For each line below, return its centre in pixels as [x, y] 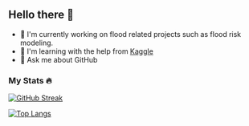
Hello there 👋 [41, 15]
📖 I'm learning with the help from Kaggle [87, 51]
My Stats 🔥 [30, 80]
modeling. [37, 43]
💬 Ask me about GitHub [59, 59]
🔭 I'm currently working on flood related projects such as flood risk [131, 34]
